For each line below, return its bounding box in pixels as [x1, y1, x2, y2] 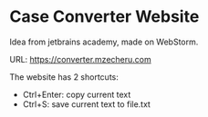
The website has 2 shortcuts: [9, 71, 119, 83]
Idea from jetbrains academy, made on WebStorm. [9, 36, 199, 47]
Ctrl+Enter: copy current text [22, 89, 131, 100]
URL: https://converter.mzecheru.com [9, 54, 152, 64]
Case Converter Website [9, 6, 200, 27]
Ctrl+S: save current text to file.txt [22, 98, 151, 110]
